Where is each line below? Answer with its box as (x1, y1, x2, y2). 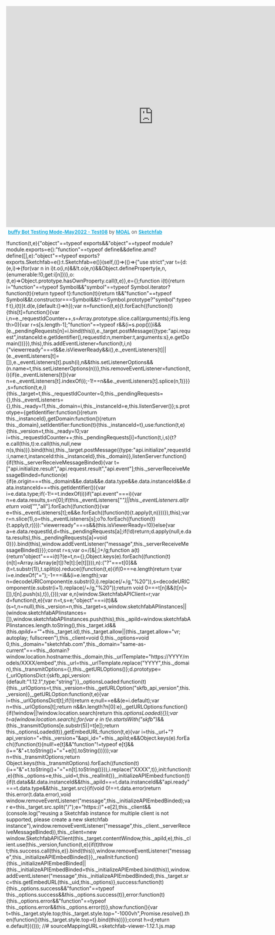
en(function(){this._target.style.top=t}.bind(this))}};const (6, 916, 143, 923)
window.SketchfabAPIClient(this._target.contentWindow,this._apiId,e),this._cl (6, 835, 191, 842)
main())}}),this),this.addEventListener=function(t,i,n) (6, 340, 132, 347)
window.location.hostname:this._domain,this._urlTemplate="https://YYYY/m (6, 653, 189, 660)
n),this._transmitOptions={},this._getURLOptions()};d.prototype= (6, 666, 162, 673)
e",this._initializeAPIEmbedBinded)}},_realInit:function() (6, 854, 139, 860)
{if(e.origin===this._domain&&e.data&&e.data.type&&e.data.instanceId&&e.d (6, 478, 191, 485)
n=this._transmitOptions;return (6, 753, 81, 760)
